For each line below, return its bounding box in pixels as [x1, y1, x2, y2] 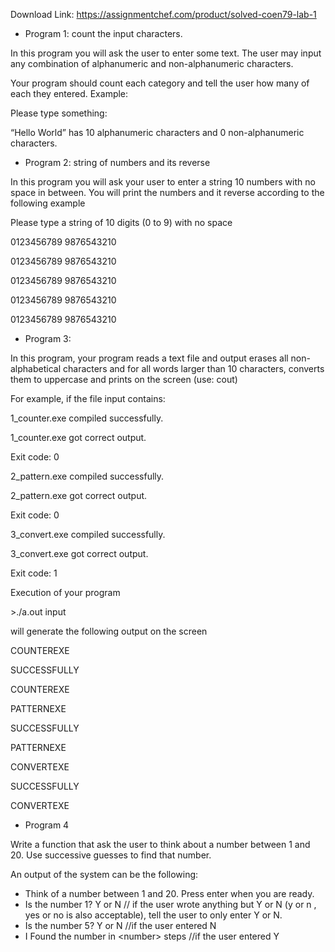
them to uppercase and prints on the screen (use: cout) [10, 374, 238, 385]
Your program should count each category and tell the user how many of [10, 77, 310, 89]
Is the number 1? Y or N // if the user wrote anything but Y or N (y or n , [24, 899, 317, 910]
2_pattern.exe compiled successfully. [10, 470, 165, 482]
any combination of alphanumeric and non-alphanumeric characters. [10, 58, 294, 69]
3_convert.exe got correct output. [10, 548, 149, 559]
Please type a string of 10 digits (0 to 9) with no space [10, 217, 233, 228]
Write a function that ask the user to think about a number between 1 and [10, 839, 311, 850]
